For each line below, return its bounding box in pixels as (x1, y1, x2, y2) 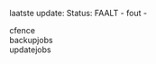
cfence (9, 25, 36, 35)
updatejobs (9, 44, 51, 55)
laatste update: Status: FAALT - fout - (9, 8, 147, 18)
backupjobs (9, 35, 53, 45)
